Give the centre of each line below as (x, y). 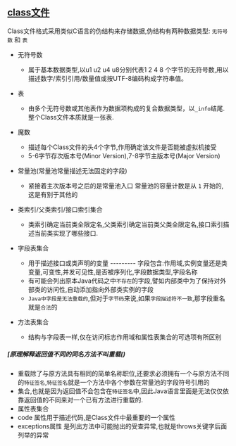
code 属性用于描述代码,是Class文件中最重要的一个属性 (97, 417)
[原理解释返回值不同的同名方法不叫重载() (66, 355)
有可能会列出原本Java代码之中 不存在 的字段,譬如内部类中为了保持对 (124, 281)
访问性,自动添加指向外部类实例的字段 (100, 289)
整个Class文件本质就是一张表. (71, 117)
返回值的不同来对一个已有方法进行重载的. (83, 400)
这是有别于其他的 (53, 194)
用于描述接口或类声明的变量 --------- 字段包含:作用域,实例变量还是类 (128, 263)
